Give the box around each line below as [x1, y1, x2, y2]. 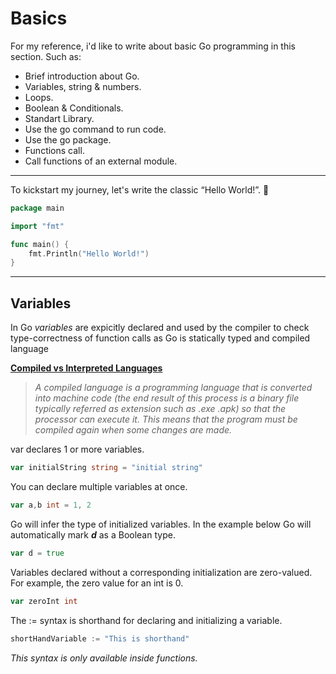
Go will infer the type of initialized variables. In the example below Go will [10, 518, 312, 530]
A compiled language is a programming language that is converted [34, 382, 313, 394]
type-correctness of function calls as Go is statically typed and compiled [10, 332, 311, 344]
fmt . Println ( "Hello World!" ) [28, 248, 150, 259]
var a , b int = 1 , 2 [10, 500, 92, 510]
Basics [10, 7, 68, 30]
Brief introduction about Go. [24, 70, 140, 82]
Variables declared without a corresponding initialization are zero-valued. [10, 566, 313, 578]
